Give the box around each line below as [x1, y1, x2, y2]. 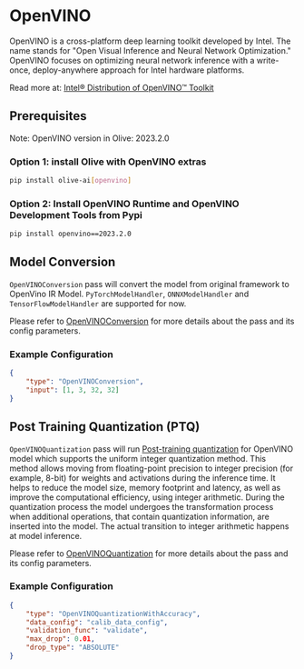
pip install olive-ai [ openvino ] [9, 176, 132, 185]
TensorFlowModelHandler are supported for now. [9, 297, 187, 309]
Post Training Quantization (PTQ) [9, 419, 201, 434]
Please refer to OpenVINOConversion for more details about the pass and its [9, 315, 295, 326]
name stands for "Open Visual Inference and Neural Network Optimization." [9, 45, 292, 55]
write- [256, 55, 279, 65]
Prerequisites [9, 108, 87, 124]
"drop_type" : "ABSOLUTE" [25, 643, 120, 653]
